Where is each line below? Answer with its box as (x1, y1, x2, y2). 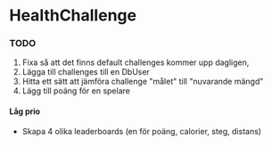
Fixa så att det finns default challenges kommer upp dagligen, (21, 57, 250, 68)
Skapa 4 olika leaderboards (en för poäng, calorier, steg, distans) (21, 125, 261, 136)
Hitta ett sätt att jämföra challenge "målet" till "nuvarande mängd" (21, 77, 264, 87)
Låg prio (9, 106, 41, 117)
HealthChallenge (9, 5, 136, 26)
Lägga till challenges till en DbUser (21, 67, 150, 77)
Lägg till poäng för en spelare (21, 85, 131, 96)
